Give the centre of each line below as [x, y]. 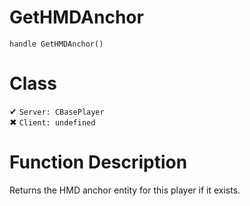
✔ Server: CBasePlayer [57, 111]
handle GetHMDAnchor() [56, 44]
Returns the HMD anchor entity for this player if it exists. [125, 190]
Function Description [98, 162]
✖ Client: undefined [52, 122]
